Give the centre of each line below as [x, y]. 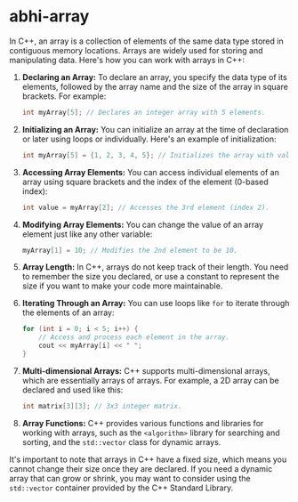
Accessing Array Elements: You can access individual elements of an [151, 172]
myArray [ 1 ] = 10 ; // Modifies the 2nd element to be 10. [130, 250]
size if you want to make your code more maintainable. [122, 286]
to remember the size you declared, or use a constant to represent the [151, 277]
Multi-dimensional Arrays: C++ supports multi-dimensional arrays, [146, 370]
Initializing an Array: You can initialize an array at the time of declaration [155, 129]
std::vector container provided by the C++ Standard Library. [121, 488]
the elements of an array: [68, 312]
